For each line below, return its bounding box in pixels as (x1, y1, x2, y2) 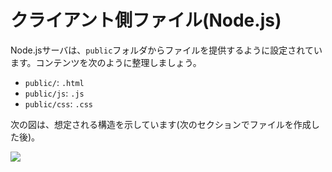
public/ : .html (24, 76, 85, 88)
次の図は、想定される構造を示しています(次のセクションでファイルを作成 (10, 118, 312, 130)
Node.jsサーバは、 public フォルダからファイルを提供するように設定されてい (10, 44, 323, 56)
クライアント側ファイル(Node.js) (10, 9, 282, 32)
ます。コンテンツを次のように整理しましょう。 (10, 56, 202, 68)
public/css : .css (24, 97, 94, 110)
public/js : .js (24, 87, 85, 99)
